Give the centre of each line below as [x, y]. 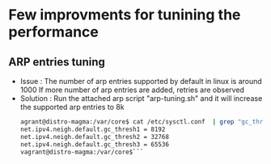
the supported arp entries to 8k [72, 107]
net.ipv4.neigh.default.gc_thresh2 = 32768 [95, 137]
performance [53, 32]
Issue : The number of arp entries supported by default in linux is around [141, 81]
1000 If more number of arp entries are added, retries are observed [132, 90]
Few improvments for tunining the [125, 15]
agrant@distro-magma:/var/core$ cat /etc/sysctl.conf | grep [127, 122]
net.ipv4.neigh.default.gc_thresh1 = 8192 [93, 129]
